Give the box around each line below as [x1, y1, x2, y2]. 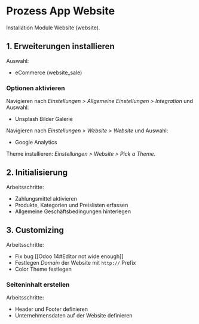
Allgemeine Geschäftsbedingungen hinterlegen [14, 208, 131, 215]
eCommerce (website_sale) [14, 69, 82, 76]
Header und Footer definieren [14, 305, 88, 313]
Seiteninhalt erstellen [6, 280, 70, 289]
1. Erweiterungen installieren [6, 41, 115, 52]
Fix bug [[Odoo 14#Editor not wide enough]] [14, 253, 124, 260]
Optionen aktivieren [6, 84, 65, 92]
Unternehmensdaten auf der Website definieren [14, 311, 133, 319]
